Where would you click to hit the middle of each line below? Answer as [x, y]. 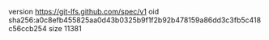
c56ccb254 [28, 28]
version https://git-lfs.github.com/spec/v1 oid [84, 12]
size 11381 [65, 28]
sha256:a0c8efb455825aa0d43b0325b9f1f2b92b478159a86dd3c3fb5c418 [135, 20]
